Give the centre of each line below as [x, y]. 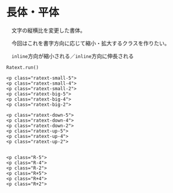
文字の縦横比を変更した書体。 [48, 30]
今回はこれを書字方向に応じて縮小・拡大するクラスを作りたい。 [90, 43]
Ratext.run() [23, 67]
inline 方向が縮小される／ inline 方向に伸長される [73, 56]
